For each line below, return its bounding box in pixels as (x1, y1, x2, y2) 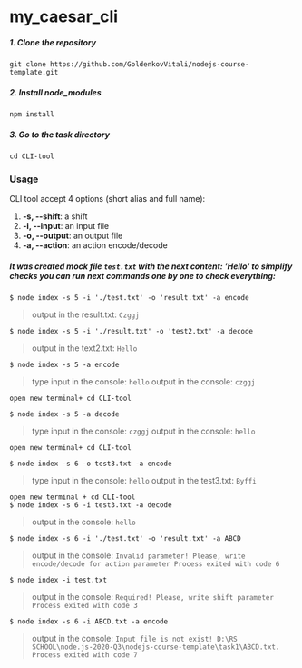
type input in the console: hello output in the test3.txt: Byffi (31, 475, 257, 486)
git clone (9, 60, 47, 69)
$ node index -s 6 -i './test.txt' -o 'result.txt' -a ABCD (9, 534, 242, 543)
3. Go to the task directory (9, 129, 111, 140)
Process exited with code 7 (31, 651, 138, 660)
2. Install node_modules (9, 86, 102, 97)
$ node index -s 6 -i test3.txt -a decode (9, 501, 172, 510)
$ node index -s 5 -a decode (9, 410, 120, 419)
